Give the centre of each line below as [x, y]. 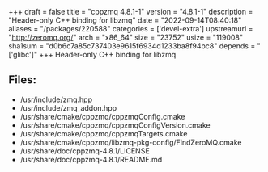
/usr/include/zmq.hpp [56, 99]
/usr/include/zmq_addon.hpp [68, 107]
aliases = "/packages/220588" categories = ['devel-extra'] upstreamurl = [131, 29]
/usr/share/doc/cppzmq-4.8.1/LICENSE [85, 151]
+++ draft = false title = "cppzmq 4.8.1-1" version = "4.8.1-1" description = [131, 12]
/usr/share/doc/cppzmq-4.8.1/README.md [91, 159]
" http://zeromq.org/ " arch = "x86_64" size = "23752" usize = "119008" [126, 37]
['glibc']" [23, 55]
